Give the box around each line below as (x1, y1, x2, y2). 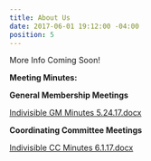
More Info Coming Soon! (9, 55, 101, 66)
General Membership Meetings (9, 90, 129, 100)
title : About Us (9, 13, 71, 23)
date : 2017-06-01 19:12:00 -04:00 (9, 22, 140, 31)
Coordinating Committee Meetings (9, 125, 143, 136)
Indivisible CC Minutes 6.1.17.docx (9, 142, 134, 154)
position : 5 (9, 30, 54, 39)
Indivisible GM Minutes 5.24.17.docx (9, 108, 142, 118)
